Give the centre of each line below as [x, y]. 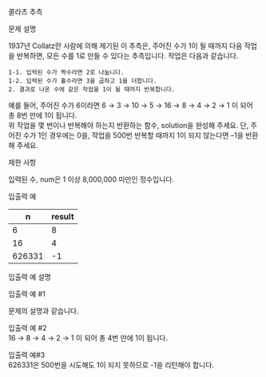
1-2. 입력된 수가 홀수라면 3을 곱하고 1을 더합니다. [83, 81]
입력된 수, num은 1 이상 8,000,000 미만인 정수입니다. [91, 179]
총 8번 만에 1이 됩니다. [43, 115]
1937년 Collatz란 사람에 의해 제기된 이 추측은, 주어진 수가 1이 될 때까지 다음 [125, 46]
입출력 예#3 [27, 355]
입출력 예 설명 [30, 277]
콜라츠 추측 [26, 12]
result [63, 217]
